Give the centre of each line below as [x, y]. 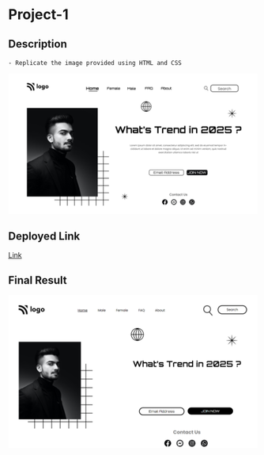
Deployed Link [44, 236]
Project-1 [38, 15]
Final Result [38, 280]
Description [38, 44]
